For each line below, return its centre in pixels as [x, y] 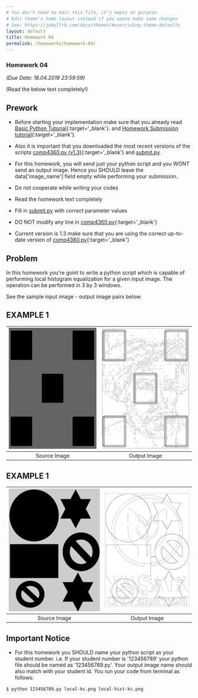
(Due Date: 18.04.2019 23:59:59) [46, 78]
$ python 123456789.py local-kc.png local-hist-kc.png [75, 689]
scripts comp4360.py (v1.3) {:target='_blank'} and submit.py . [88, 152]
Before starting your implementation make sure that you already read [98, 122]
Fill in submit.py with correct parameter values [71, 211]
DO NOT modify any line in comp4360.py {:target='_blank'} [86, 222]
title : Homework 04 [30, 37]
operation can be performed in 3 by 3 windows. [64, 285]
